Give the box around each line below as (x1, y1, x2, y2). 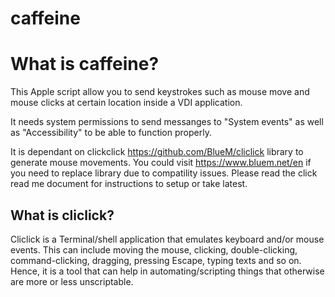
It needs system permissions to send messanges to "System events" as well (10, 116, 324, 128)
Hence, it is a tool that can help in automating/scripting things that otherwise (10, 265, 325, 277)
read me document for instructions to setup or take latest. (10, 178, 248, 190)
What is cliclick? (10, 207, 115, 224)
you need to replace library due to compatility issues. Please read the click (10, 167, 318, 179)
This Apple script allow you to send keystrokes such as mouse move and (10, 86, 310, 98)
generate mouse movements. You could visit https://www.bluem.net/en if (10, 157, 312, 169)
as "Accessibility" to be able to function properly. (10, 127, 212, 139)
